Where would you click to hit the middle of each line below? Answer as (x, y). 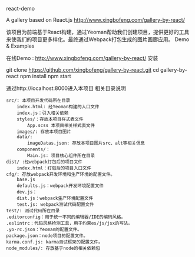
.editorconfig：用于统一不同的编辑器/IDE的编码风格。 (66, 217)
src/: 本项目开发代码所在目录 (38, 101)
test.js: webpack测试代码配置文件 (55, 205)
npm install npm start (46, 76)
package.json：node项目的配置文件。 (47, 236)
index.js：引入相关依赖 (43, 113)
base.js (26, 179)
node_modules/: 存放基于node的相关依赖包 (53, 248)
